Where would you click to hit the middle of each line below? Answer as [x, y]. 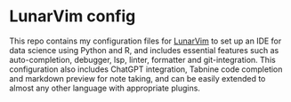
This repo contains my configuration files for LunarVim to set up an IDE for [145, 41]
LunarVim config [73, 16]
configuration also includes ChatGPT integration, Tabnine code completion [146, 69]
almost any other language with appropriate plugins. [105, 88]
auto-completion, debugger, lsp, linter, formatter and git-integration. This [142, 59]
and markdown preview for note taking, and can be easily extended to [137, 78]
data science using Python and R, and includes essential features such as [144, 50]
